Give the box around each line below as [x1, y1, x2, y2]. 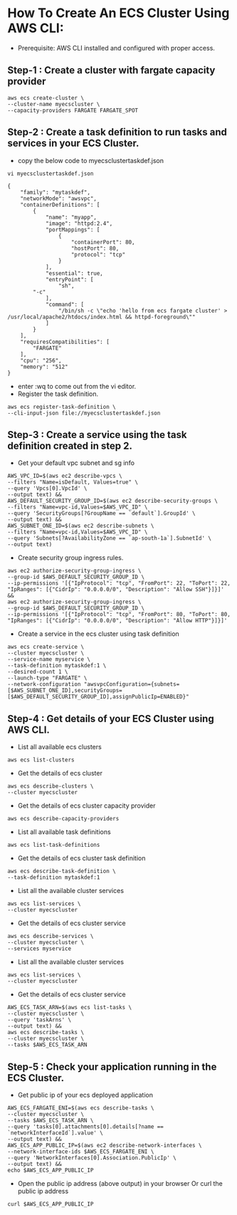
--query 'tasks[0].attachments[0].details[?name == [7, 1123, 164, 1130]
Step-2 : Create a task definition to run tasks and [7, 126, 228, 138]
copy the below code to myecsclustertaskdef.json [17, 156, 164, 165]
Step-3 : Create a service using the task [7, 429, 187, 441]
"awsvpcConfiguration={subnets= [83, 681, 180, 688]
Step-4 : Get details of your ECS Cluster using [7, 712, 215, 724]
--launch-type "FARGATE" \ [7, 674, 88, 682]
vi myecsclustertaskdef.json [7, 170, 94, 177]
